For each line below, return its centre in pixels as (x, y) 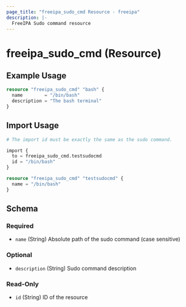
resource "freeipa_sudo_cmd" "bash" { (55, 90)
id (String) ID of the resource (51, 297)
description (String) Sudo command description (76, 268)
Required (20, 226)
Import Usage (33, 126)
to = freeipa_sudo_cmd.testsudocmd (57, 156)
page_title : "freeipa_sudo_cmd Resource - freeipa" (73, 12)
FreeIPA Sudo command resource (51, 23)
